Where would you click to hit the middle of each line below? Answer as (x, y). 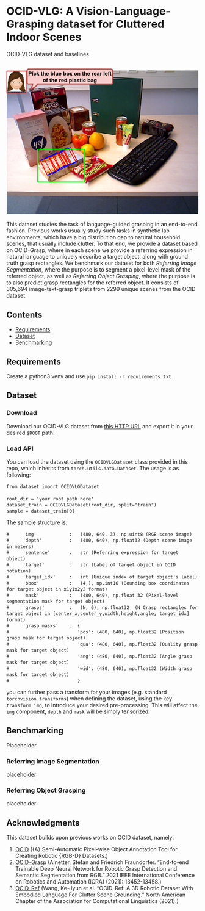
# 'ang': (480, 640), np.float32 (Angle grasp (99, 657)
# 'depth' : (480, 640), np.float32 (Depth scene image (99, 541)
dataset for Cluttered (110, 24)
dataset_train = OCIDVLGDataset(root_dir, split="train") (81, 505)
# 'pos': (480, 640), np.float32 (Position (95, 632)
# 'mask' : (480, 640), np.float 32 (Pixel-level (92, 596)
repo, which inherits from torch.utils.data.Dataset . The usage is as (93, 469)
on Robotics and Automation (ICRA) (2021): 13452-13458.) (88, 882)
